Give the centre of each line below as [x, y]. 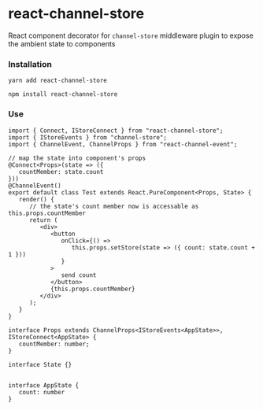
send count [79, 275]
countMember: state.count [61, 172]
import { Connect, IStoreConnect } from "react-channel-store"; [116, 131]
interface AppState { [44, 385]
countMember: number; [54, 344]
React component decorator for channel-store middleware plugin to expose [131, 35]
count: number [42, 392]
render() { [37, 199]
